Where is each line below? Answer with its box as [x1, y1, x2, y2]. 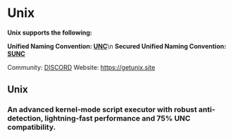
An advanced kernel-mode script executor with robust [7, 104, 197, 114]
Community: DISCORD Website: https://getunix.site [7, 63, 156, 71]
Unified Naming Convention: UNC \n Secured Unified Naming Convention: [7, 42, 227, 50]
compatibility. [7, 122, 56, 132]
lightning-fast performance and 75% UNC [44, 114, 191, 123]
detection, [7, 114, 44, 123]
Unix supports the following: [7, 28, 93, 37]
